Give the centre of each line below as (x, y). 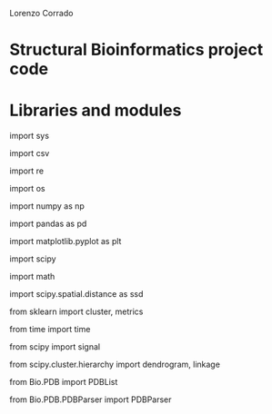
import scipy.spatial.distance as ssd (76, 294)
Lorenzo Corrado (41, 13)
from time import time (50, 330)
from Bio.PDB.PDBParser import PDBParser (91, 399)
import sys (30, 136)
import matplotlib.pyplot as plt (65, 241)
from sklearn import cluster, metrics (76, 311)
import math (32, 277)
